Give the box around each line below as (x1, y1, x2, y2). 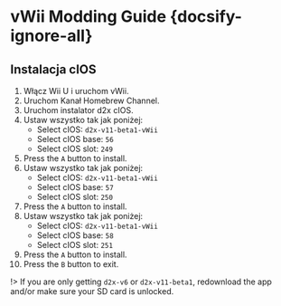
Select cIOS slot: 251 (36, 240, 114, 250)
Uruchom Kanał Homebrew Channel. (23, 95, 160, 106)
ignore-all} (10, 25, 93, 46)
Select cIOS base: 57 (36, 182, 114, 192)
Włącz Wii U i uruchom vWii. (23, 86, 129, 96)
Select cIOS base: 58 (36, 230, 114, 241)
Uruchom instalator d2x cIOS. (23, 105, 134, 115)
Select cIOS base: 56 (36, 134, 114, 144)
